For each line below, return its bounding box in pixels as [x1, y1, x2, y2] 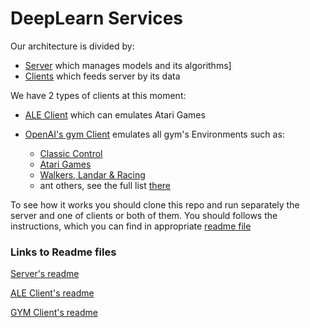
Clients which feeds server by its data [24, 70, 181, 82]
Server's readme [10, 268, 80, 280]
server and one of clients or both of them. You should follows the [10, 209, 278, 221]
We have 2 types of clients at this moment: [10, 89, 187, 101]
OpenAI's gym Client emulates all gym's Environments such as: [24, 128, 285, 140]
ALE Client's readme [10, 287, 95, 299]
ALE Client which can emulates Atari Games [24, 108, 206, 121]
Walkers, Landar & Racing [39, 168, 146, 181]
